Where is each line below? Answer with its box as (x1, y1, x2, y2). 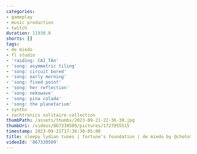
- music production (6, 19, 54, 25)
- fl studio (6, 52, 35, 58)
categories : (6, 8, 35, 15)
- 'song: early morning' (6, 74, 67, 80)
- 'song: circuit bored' (6, 69, 67, 74)
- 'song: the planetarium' (6, 101, 72, 107)
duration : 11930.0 (6, 30, 51, 36)
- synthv (6, 107, 28, 112)
